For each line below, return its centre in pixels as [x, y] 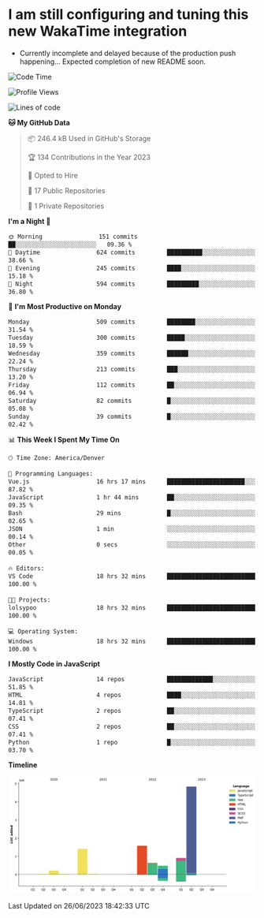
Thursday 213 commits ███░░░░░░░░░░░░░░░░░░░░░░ [132, 369]
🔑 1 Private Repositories [66, 206]
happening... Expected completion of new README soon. [113, 62]
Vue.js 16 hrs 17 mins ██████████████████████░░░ [132, 481]
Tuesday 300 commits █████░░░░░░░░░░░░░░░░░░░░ [132, 338]
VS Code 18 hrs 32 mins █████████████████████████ [132, 576]
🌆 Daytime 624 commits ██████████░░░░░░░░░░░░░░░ [132, 252]
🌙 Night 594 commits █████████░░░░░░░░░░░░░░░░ [132, 284]
